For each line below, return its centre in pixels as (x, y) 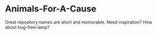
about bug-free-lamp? (27, 27)
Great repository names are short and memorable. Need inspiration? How (79, 22)
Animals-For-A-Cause (51, 9)
